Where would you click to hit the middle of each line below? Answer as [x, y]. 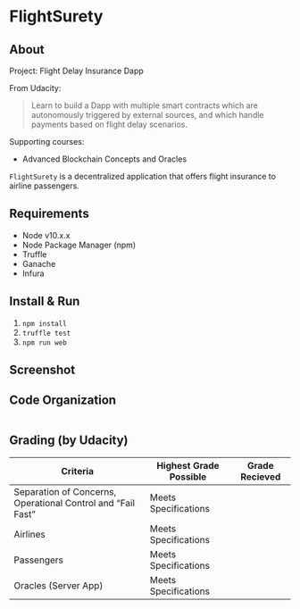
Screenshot [42, 370]
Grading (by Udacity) [69, 441]
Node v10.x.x [46, 235]
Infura [33, 273]
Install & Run [45, 301]
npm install [44, 323]
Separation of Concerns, [65, 491]
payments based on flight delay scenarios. [109, 124]
